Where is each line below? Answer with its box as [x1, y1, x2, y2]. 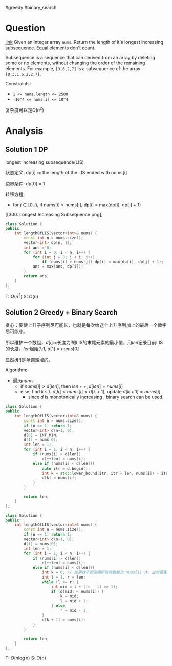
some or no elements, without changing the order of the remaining [5, 60, 145, 66]
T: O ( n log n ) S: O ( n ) [5, 655, 46, 661]
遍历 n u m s [12, 378, 34, 384]
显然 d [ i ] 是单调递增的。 [5, 357, 53, 363]
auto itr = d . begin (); [41, 465, 91, 471]
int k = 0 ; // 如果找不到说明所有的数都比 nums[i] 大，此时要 [41, 570, 164, 575]
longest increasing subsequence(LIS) [5, 159, 84, 165]
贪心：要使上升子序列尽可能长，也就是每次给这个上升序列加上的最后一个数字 [5, 322, 167, 328]
